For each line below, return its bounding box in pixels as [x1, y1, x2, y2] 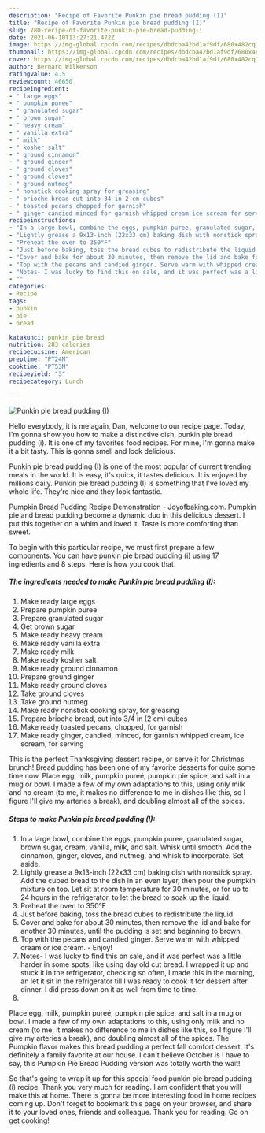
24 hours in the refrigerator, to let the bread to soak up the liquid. [20, 893, 231, 902]
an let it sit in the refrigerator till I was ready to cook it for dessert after [20, 976, 248, 986]
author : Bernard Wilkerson [9, 63, 98, 71]
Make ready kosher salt [20, 656, 97, 665]
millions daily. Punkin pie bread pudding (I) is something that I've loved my [9, 478, 250, 488]
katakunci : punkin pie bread [9, 333, 105, 341]
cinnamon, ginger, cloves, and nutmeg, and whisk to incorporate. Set [20, 851, 244, 860]
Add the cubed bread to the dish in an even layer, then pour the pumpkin [20, 876, 256, 886]
